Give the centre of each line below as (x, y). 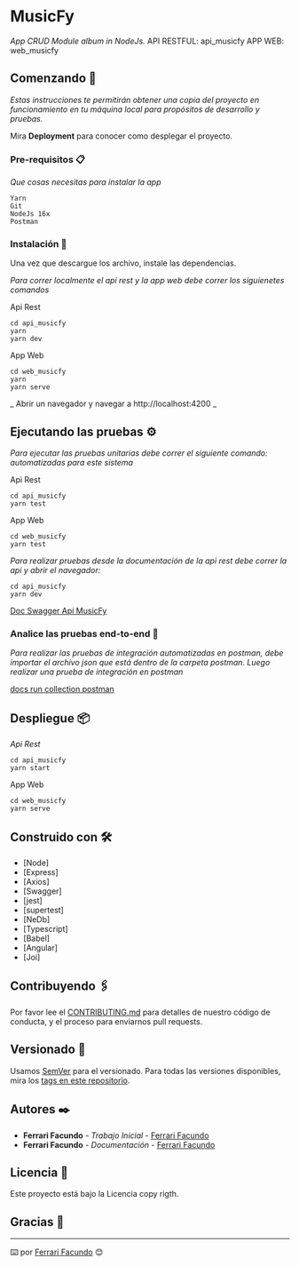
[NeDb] (36, 920)
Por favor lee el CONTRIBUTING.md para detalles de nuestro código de (140, 1012)
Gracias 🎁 (37, 1222)
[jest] (32, 901)
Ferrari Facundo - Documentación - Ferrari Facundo (119, 1144)
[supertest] (43, 910)
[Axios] (36, 882)
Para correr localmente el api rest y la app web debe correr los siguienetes (147, 281)
